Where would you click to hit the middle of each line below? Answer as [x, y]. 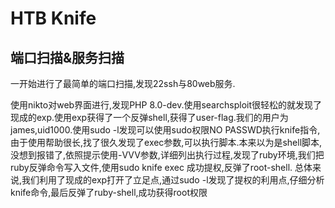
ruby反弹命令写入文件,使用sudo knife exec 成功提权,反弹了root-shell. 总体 [161, 167]
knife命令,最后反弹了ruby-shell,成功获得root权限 [109, 192]
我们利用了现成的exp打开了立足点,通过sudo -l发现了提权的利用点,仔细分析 [173, 180]
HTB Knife [53, 18]
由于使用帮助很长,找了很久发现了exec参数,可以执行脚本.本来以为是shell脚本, [166, 142]
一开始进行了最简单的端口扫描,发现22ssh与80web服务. [123, 83]
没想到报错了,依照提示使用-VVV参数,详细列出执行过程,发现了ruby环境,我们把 [167, 155]
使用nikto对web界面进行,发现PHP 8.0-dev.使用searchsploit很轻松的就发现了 [166, 105]
